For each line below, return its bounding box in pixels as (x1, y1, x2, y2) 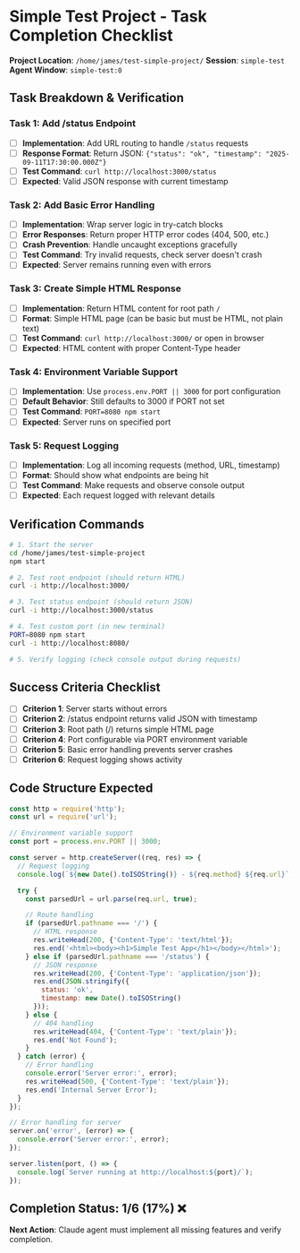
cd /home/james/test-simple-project (9, 548, 146, 557)
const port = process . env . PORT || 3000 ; (9, 837, 162, 846)
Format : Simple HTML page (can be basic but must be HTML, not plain (21, 313, 284, 323)
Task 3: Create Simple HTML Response (9, 282, 181, 295)
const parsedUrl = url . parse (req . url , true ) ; (25, 894, 198, 904)
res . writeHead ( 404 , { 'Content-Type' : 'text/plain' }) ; (32, 1027, 238, 1036)
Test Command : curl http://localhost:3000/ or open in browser (21, 332, 265, 343)
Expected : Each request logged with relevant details (21, 490, 216, 501)
